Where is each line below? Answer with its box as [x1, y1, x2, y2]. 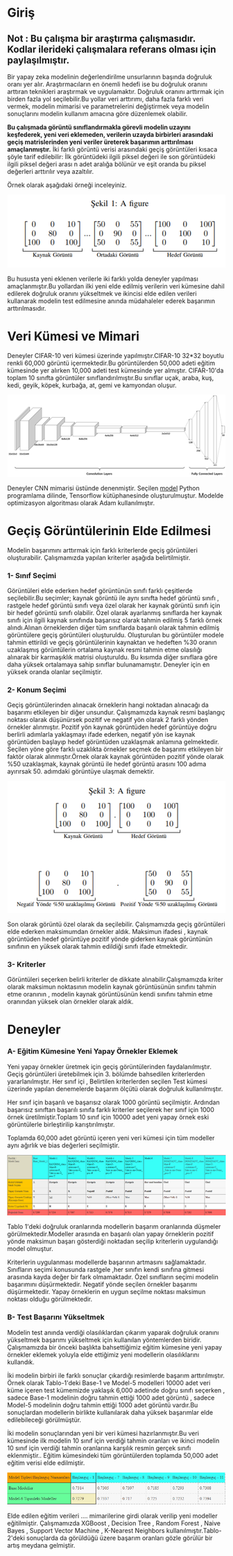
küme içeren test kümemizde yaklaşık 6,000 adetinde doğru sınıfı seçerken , [7, 1386, 225, 1394]
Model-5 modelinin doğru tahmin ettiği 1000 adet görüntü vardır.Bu [7, 1400, 198, 1409]
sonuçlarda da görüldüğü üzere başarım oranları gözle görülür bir [26, 1534, 213, 1542]
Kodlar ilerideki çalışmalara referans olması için [7, 43, 216, 55]
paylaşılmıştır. [7, 54, 70, 66]
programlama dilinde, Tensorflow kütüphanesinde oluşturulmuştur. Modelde [7, 491, 224, 500]
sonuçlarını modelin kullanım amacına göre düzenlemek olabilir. [7, 110, 188, 117]
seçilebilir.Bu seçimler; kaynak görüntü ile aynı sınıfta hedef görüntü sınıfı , [7, 594, 220, 603]
